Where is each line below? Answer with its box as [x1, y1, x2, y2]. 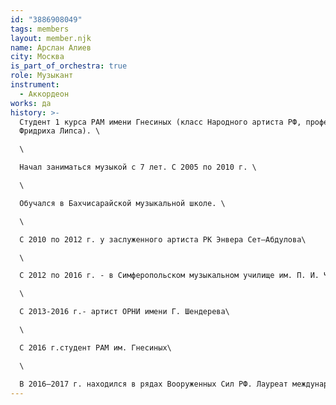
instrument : [10, 80, 60, 90]
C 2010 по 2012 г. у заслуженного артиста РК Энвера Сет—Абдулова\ [19, 234, 307, 245]
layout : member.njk [10, 33, 92, 43]
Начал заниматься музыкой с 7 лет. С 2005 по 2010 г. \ [19, 162, 257, 173]
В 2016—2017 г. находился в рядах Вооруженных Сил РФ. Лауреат [19, 379, 288, 389]
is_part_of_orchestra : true [10, 61, 128, 71]
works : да [10, 98, 52, 108]
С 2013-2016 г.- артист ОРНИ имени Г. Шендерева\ [19, 307, 230, 317]
